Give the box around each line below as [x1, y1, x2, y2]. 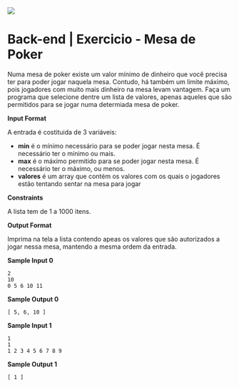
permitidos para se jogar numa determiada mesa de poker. [7, 100, 180, 108]
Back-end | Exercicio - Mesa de [7, 31, 196, 48]
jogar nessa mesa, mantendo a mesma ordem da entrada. [7, 242, 177, 251]
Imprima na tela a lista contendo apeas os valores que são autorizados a [7, 234, 220, 243]
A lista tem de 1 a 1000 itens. [7, 207, 91, 215]
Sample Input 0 [7, 256, 54, 264]
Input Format [7, 114, 46, 123]
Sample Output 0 [7, 294, 59, 303]
